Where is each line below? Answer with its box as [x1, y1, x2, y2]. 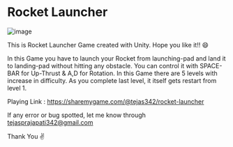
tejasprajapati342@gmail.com [7, 118, 93, 126]
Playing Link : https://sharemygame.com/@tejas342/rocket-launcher [7, 97, 204, 105]
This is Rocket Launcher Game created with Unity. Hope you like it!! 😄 [7, 40, 209, 49]
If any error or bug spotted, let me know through [7, 111, 146, 119]
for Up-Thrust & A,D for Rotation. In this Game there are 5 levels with [20, 69, 218, 77]
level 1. [7, 84, 27, 92]
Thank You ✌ [7, 132, 45, 140]
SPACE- [200, 61, 223, 70]
